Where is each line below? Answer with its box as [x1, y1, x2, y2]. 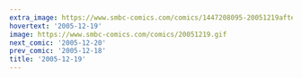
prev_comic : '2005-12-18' [9, 47, 106, 56]
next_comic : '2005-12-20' [9, 38, 106, 48]
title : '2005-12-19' [9, 55, 87, 64]
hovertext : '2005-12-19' [9, 22, 102, 30]
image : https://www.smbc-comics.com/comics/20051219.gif [9, 30, 227, 39]
